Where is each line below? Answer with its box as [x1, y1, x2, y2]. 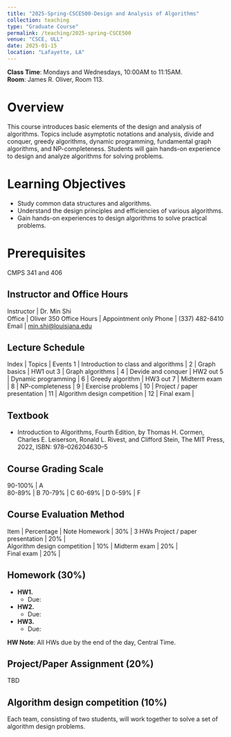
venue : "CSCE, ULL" [7, 36, 64, 43]
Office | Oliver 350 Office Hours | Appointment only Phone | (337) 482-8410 [7, 314, 224, 322]
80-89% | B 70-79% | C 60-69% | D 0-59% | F [7, 488, 141, 496]
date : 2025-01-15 [7, 42, 57, 49]
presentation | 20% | [7, 535, 66, 543]
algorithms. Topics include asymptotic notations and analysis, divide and [7, 130, 214, 138]
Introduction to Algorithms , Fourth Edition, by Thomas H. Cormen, [17, 428, 205, 437]
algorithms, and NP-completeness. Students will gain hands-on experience [7, 144, 221, 153]
